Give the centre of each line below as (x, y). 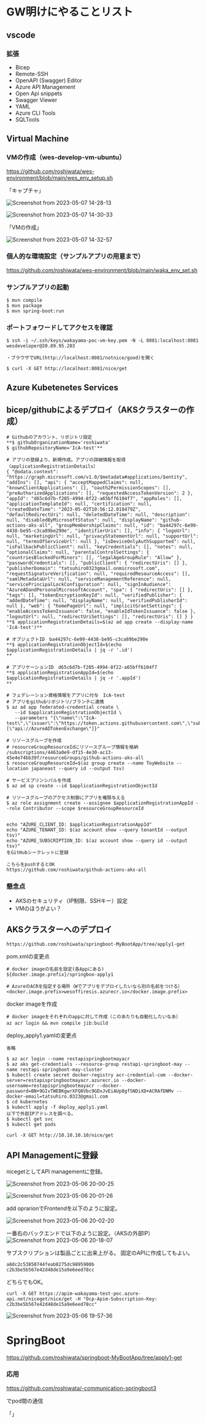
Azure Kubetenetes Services (62, 388)
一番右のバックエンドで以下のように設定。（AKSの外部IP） (80, 1233)
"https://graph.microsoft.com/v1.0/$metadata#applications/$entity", (97, 477)
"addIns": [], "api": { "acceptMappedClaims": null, (75, 482)
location (17, 768)
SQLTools (27, 119)
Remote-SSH (32, 74)
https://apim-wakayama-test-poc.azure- (90, 1294)
